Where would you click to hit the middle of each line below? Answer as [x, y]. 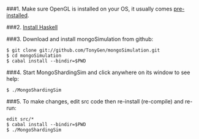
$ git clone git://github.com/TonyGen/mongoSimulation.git [83, 50]
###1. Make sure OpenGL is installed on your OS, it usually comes [89, 9]
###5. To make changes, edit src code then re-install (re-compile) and [95, 101]
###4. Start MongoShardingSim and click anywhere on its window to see [98, 72]
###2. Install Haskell [32, 27]
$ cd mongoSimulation [34, 56]
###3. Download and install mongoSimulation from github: [80, 39]
